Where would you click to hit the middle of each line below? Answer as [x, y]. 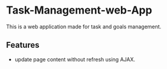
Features [23, 45]
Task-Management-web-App [79, 10]
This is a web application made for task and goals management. [84, 27]
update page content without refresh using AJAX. [75, 59]
